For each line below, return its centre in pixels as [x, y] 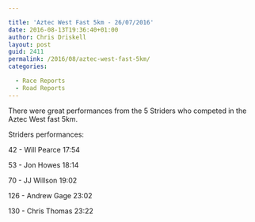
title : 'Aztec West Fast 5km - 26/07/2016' [81, 22]
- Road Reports [40, 88]
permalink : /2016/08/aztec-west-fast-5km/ [79, 59]
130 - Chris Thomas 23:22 [51, 211]
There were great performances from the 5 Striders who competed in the [127, 111]
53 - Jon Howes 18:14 [44, 165]
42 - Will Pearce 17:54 [44, 149]
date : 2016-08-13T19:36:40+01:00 [63, 30]
